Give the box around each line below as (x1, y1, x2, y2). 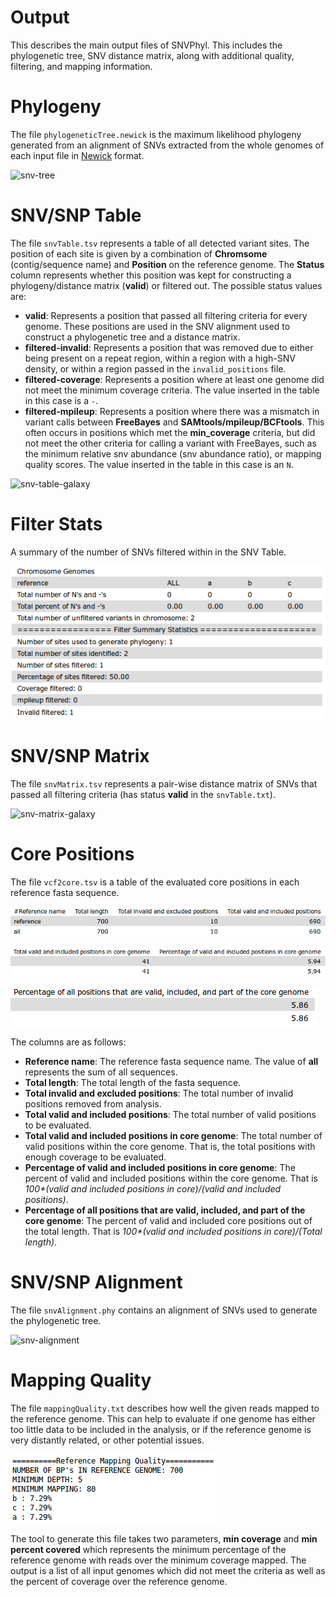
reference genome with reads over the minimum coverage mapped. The (10, 1554, 307, 1566)
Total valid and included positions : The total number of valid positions (24, 1109, 317, 1121)
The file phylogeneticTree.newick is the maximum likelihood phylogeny (10, 128, 302, 140)
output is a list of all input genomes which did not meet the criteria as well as (10, 1564, 326, 1576)
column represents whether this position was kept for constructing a (10, 269, 292, 281)
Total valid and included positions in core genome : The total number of (24, 1130, 323, 1142)
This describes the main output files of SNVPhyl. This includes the (10, 39, 283, 51)
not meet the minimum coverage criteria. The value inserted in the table (24, 384, 320, 396)
